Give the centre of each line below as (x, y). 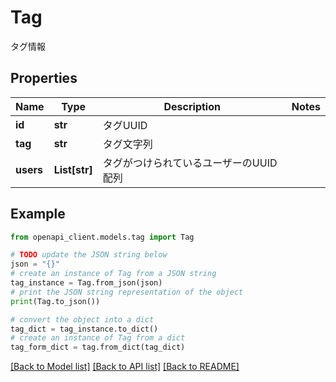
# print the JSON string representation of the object (127, 292)
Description (192, 106)
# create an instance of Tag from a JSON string (113, 274)
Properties (44, 78)
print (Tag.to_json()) (55, 301)
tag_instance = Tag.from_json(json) (86, 283)
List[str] (73, 169)
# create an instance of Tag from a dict (98, 338)
